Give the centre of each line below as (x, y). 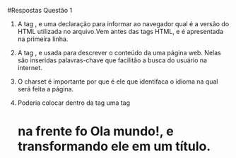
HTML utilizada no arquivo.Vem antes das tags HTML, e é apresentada (120, 32)
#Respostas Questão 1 (40, 10)
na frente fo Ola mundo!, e (96, 131)
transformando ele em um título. (114, 146)
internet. (30, 68)
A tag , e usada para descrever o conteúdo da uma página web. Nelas (119, 53)
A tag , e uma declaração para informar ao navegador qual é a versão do (123, 24)
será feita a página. (46, 89)
